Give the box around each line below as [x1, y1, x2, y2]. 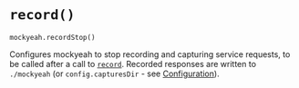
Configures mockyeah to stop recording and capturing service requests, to [9, 48, 291, 60]
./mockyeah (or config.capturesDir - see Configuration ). [9, 68, 221, 79]
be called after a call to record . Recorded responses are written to [9, 58, 257, 69]
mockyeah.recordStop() [9, 33, 96, 42]
